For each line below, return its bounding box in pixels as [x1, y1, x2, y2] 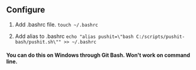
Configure [6, 5, 45, 15]
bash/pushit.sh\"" [14, 39, 62, 45]
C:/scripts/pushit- [136, 33, 185, 40]
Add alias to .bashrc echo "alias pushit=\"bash [14, 33, 134, 40]
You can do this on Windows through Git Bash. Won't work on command [6, 51, 191, 59]
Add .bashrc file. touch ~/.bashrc [14, 21, 98, 28]
